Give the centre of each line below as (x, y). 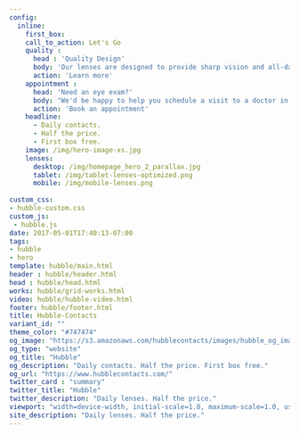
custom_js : (29, 216)
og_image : (28, 340)
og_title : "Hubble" (45, 357)
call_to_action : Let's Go (73, 42)
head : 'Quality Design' (79, 59)
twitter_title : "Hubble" (55, 390)
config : (24, 17)
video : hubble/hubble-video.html (71, 299)
